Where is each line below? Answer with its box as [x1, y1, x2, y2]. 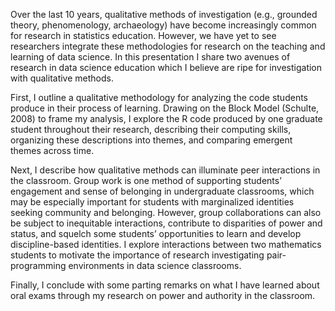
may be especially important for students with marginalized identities [10, 196, 295, 208]
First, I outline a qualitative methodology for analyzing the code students [10, 92, 308, 103]
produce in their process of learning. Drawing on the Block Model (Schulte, [10, 102, 320, 114]
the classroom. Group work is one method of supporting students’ [10, 175, 282, 186]
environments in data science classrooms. [68, 260, 242, 271]
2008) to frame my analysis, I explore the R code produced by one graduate [10, 113, 323, 124]
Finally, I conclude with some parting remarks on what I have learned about [10, 279, 320, 291]
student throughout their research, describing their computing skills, [10, 124, 292, 135]
